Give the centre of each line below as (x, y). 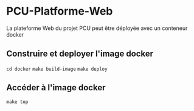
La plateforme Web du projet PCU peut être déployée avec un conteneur (97, 28)
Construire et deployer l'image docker (80, 54)
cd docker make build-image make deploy (57, 69)
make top (17, 102)
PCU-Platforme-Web (60, 11)
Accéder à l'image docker (56, 88)
